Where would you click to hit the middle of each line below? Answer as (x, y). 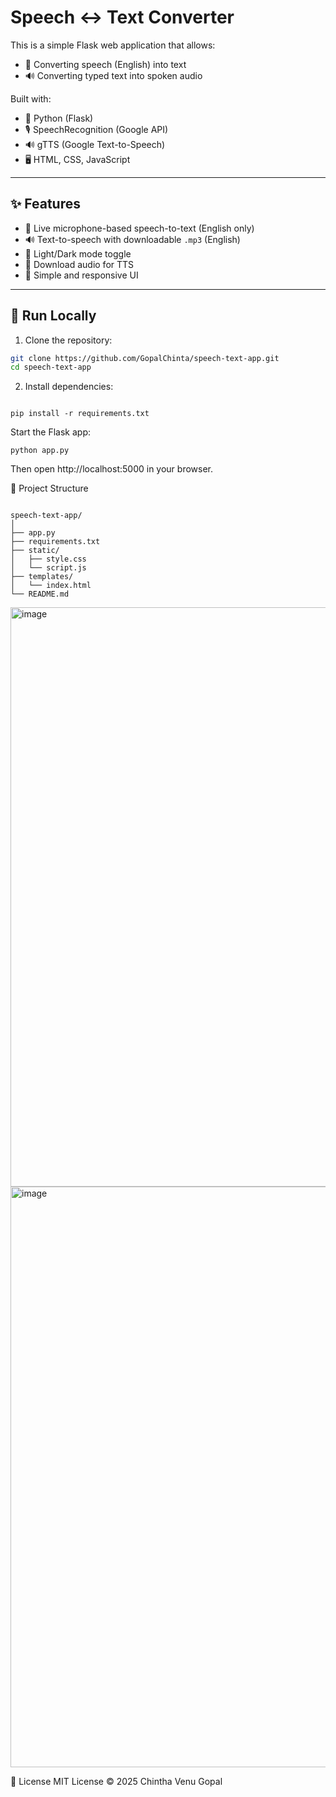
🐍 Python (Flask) (59, 118)
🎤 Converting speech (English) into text (105, 64)
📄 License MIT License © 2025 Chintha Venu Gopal (116, 1782)
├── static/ (35, 551)
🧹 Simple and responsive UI (81, 275)
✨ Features (45, 204)
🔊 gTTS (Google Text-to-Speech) (95, 144)
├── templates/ (42, 577)
